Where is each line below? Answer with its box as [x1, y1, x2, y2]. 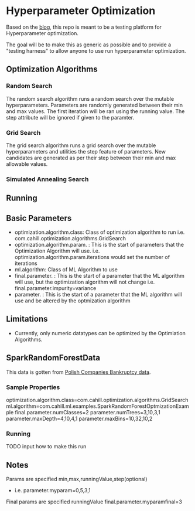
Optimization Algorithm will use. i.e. [14, 247, 100, 254]
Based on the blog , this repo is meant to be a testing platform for [6, 23, 162, 30]
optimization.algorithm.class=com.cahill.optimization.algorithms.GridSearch [6, 396, 189, 403]
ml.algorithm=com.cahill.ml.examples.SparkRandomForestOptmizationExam [6, 403, 189, 410]
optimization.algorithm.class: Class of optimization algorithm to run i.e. [14, 229, 185, 236]
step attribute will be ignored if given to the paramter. [6, 114, 135, 121]
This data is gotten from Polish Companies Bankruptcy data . [6, 368, 151, 376]
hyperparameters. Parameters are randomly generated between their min [6, 101, 183, 108]
